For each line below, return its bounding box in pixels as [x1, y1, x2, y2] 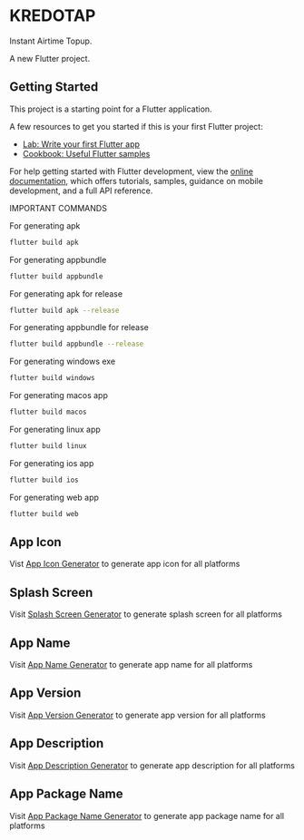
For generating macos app [9, 390, 109, 401]
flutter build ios [9, 475, 79, 484]
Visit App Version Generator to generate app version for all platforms [9, 709, 266, 720]
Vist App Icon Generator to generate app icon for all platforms [9, 559, 240, 570]
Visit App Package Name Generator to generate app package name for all [9, 810, 285, 821]
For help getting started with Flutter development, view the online [9, 165, 254, 177]
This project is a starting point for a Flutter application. [9, 103, 212, 114]
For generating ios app [9, 457, 94, 468]
